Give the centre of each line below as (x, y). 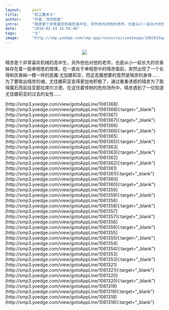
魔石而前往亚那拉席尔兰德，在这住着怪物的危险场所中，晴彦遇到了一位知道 (87, 87)
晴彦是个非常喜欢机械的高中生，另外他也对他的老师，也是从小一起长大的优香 (84, 62)
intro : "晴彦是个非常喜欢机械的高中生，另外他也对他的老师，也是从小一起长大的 (83, 24)
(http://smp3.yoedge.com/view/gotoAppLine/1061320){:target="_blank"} (80, 281)
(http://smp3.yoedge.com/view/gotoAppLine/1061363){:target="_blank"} (80, 152)
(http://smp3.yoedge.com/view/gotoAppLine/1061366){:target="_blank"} (80, 131)
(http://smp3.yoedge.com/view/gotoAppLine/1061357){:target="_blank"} (80, 216)
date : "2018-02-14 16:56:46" (43, 29)
